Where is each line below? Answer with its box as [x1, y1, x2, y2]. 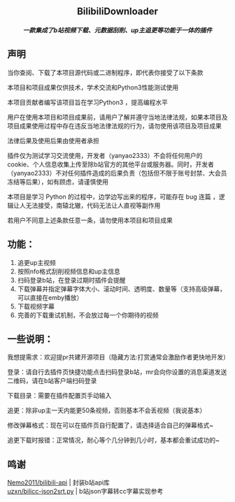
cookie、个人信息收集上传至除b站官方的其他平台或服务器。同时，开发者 [7, 160, 215, 168]
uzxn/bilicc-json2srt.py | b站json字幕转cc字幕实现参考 [7, 487, 164, 496]
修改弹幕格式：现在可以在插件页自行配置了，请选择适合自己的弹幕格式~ [7, 421, 214, 429]
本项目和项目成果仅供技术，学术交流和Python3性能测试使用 [7, 83, 179, 92]
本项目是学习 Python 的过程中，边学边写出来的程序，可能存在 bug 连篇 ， [7, 192, 219, 201]
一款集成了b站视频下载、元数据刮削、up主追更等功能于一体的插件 [22, 26, 213, 34]
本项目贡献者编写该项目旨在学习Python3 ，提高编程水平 [7, 98, 169, 106]
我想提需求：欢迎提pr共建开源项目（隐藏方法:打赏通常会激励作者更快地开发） [7, 353, 229, 361]
